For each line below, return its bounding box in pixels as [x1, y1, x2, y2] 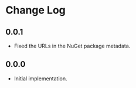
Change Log [5, 4, 66, 17]
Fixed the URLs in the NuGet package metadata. [13, 42, 131, 49]
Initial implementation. [13, 75, 68, 82]
